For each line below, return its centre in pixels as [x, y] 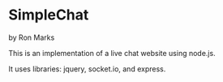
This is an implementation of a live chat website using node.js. [112, 53]
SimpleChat [49, 15]
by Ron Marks [32, 37]
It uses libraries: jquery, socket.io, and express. [87, 69]
